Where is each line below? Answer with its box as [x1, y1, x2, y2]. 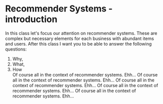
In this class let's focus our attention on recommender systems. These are [5, 30, 158, 36]
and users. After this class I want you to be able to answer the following [5, 40, 152, 46]
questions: [5, 46, 27, 52]
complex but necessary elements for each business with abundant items [5, 35, 155, 41]
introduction [5, 13, 58, 25]
